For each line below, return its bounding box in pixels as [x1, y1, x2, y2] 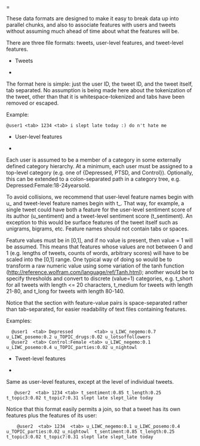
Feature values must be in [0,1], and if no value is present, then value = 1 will [6, 237, 193, 244]
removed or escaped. [6, 99, 59, 107]
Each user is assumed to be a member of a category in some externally [6, 156, 181, 163]
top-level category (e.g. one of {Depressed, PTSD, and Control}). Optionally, [6, 169, 193, 176]
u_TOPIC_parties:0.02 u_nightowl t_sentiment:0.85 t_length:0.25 [6, 429, 175, 435]
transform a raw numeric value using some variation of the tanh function [6, 262, 184, 269]
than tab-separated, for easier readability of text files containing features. [6, 306, 187, 312]
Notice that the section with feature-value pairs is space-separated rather [6, 299, 188, 306]
